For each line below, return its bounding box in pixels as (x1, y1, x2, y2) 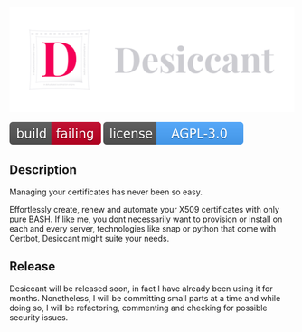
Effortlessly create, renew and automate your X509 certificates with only (9, 204, 280, 214)
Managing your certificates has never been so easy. (9, 186, 203, 197)
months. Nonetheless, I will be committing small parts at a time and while (9, 292, 281, 303)
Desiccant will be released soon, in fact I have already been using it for (9, 283, 273, 294)
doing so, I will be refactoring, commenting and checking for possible (9, 302, 269, 313)
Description (9, 162, 77, 178)
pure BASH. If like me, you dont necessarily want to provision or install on (9, 213, 283, 224)
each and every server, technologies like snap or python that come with (9, 223, 277, 233)
